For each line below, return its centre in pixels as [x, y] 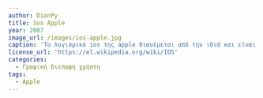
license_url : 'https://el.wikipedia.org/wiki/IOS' [93, 52]
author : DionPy [33, 15]
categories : [28, 60]
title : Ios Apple [37, 23]
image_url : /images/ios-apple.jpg [65, 38]
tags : [17, 74]
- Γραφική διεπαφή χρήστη [58, 67]
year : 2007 [26, 30]
